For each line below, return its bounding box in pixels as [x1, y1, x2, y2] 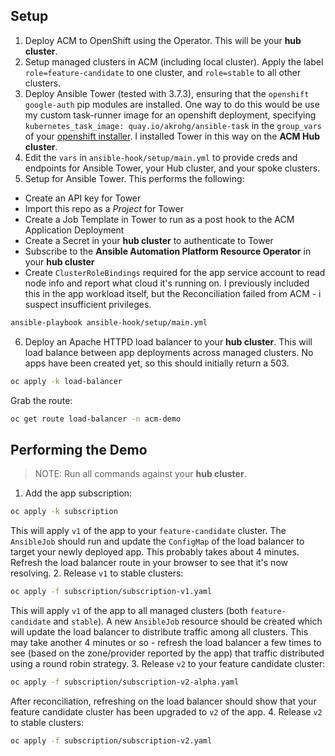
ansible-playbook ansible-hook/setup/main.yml [10, 317, 208, 328]
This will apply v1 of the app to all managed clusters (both [10, 605, 248, 616]
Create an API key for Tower [24, 192, 142, 204]
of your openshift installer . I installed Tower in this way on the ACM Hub [24, 130, 320, 142]
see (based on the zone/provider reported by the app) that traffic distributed [10, 647, 325, 659]
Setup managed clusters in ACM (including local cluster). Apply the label [24, 55, 324, 68]
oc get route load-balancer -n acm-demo [10, 414, 182, 424]
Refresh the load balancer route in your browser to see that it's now [10, 557, 288, 569]
